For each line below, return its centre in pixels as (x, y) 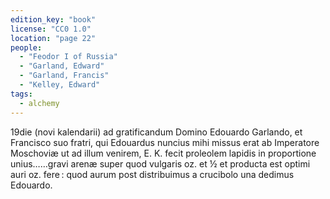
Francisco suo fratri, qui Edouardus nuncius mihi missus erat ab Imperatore (165, 142)
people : (26, 47)
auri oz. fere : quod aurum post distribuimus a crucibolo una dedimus (152, 174)
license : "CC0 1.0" (51, 29)
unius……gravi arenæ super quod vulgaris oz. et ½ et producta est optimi (160, 163)
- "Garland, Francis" (64, 76)
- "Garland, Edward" (62, 66)
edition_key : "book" (53, 19)
